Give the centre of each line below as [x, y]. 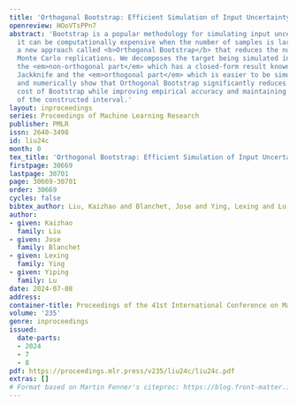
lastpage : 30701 [39, 173]
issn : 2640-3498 [39, 133]
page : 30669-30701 [43, 182]
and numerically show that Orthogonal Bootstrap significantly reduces [152, 83]
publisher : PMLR [39, 125]
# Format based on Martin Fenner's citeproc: [94, 387]
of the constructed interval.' [75, 99]
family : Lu [37, 280]
